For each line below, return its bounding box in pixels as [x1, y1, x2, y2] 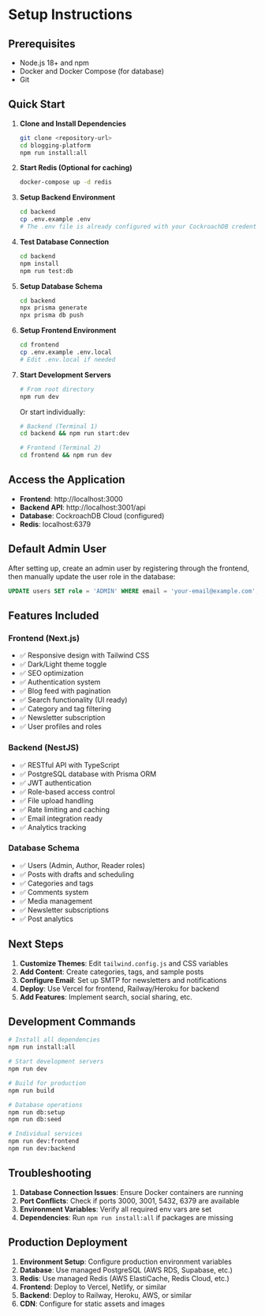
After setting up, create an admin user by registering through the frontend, [8, 563, 250, 573]
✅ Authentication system [19, 677, 101, 687]
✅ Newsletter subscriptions [19, 905, 109, 915]
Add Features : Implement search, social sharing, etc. [19, 992, 193, 1002]
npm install [19, 260, 59, 267]
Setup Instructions [8, 6, 132, 24]
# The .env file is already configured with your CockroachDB [19, 223, 229, 231]
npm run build [8, 1087, 55, 1094]
